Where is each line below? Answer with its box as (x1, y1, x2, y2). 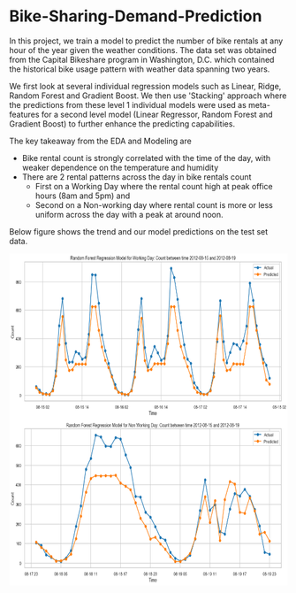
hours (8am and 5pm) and (34, 190, 131, 201)
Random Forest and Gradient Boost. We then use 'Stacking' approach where (9, 90, 287, 101)
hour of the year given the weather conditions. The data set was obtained (9, 44, 277, 55)
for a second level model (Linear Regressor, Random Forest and (41, 109, 273, 119)
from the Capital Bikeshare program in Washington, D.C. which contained (9, 54, 275, 65)
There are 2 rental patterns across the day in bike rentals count (21, 171, 252, 182)
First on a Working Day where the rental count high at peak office (34, 181, 273, 191)
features (9, 109, 40, 119)
